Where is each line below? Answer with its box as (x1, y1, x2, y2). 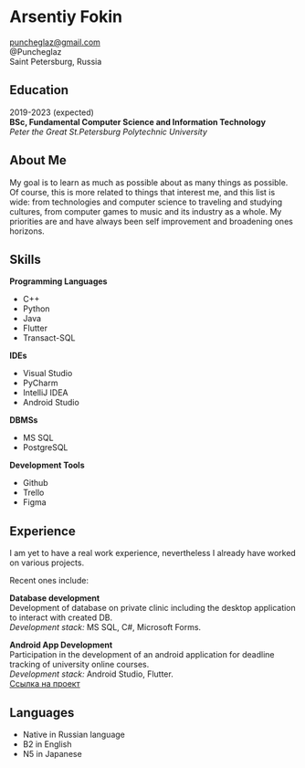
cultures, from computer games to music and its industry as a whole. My (9, 205, 282, 216)
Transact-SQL (22, 332, 76, 343)
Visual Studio (22, 368, 73, 379)
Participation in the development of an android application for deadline (9, 649, 276, 660)
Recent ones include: (9, 575, 89, 586)
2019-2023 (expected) (9, 107, 94, 118)
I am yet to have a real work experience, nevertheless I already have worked (9, 548, 297, 559)
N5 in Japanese (22, 749, 82, 759)
